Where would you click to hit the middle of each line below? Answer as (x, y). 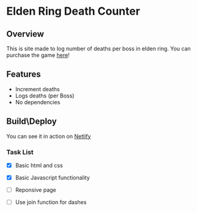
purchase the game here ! (38, 55)
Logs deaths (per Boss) (45, 96)
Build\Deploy (32, 122)
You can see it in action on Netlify (49, 136)
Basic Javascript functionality (52, 177)
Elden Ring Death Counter (73, 11)
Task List (20, 152)
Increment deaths (37, 89)
